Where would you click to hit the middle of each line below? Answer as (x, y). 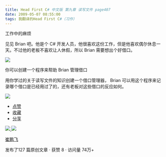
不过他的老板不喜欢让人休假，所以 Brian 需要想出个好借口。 (74, 50)
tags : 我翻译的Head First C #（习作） (41, 19)
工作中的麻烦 (18, 34)
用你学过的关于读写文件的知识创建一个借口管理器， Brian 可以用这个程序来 (81, 80)
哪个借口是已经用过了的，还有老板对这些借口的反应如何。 (68, 86)
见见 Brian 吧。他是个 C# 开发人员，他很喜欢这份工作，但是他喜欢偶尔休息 (81, 44)
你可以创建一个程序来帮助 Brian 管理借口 (46, 70)
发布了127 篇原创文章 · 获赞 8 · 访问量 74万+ (50, 150)
